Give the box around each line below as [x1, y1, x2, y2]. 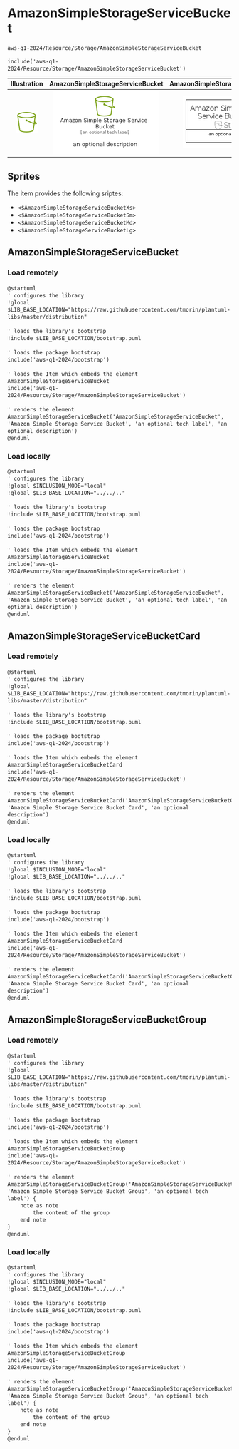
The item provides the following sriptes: [7, 189, 124, 198]
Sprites [7, 170, 41, 183]
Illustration [10, 80, 44, 88]
